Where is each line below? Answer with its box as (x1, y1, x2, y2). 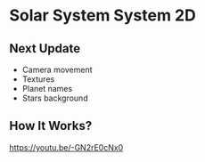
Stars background (21, 93, 88, 103)
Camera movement (21, 64, 93, 75)
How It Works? (9, 118, 93, 134)
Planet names (21, 84, 73, 93)
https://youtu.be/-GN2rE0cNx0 (9, 142, 124, 152)
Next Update (9, 41, 81, 56)
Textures (21, 74, 55, 85)
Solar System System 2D (9, 5, 196, 26)
